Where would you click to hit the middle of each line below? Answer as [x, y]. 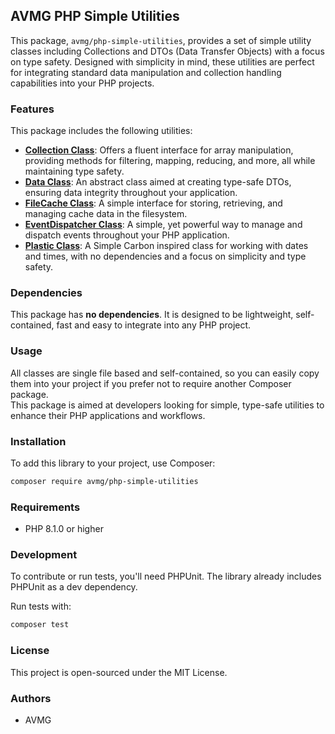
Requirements [45, 507]
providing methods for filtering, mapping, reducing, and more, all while [170, 161]
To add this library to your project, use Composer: [113, 463]
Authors [31, 698]
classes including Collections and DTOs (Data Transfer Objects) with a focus [167, 51]
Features [32, 109]
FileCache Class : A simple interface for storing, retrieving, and [153, 203]
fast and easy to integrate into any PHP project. [154, 325]
